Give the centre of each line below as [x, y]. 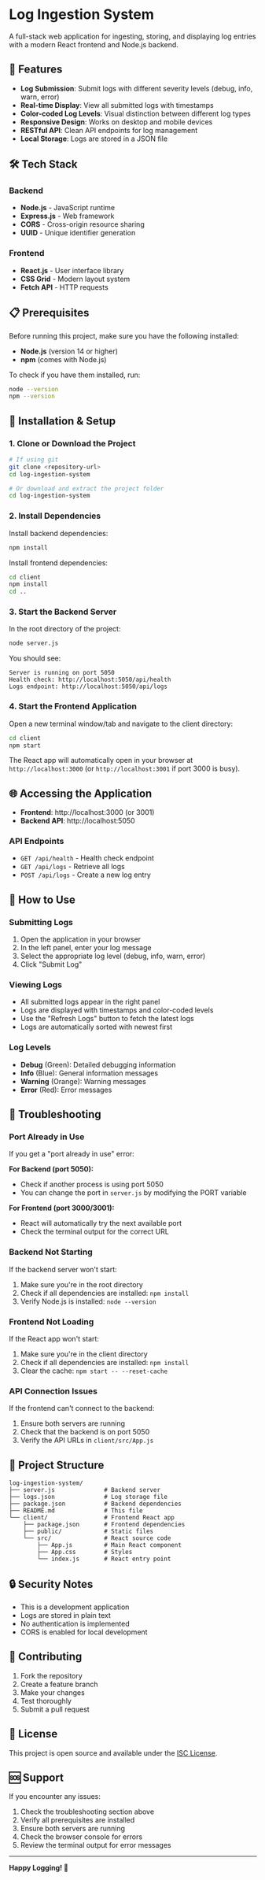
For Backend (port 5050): [51, 1169]
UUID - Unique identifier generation [78, 233]
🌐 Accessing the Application [81, 793]
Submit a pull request [55, 1709]
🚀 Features [36, 70]
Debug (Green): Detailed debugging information [98, 1064]
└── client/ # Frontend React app [92, 1518]
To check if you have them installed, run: [75, 375]
